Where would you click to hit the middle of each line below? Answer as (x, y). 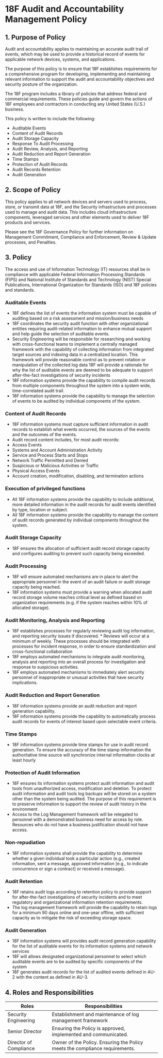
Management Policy (46, 19)
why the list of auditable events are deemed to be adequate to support (82, 370)
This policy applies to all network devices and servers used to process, (76, 202)
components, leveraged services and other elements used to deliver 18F (77, 217)
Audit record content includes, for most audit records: (66, 440)
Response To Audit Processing (43, 144)
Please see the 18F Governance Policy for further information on (69, 232)
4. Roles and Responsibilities (49, 993)
